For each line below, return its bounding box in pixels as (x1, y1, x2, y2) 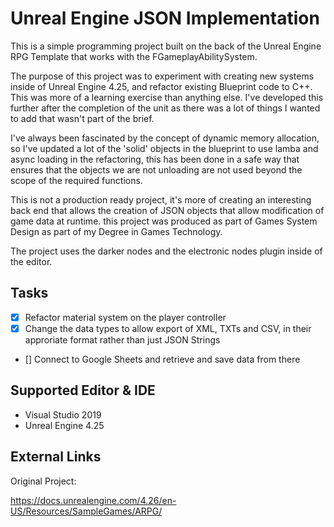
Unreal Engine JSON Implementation (10, 7, 320, 30)
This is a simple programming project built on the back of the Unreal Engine (10, 40, 322, 52)
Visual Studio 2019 (24, 408, 102, 421)
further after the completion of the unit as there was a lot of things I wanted (10, 102, 321, 114)
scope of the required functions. (10, 174, 143, 186)
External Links (10, 448, 102, 466)
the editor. (10, 255, 53, 267)
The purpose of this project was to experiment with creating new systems (10, 70, 315, 82)
